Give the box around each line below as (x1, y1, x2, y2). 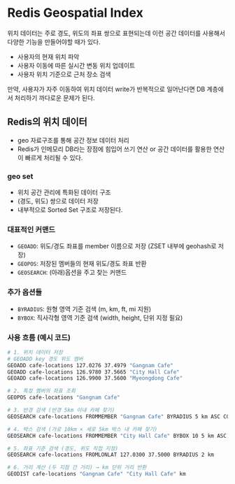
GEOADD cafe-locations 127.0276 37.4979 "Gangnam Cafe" (7, 362, 173, 369)
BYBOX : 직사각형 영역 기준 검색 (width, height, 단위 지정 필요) (17, 313, 183, 322)
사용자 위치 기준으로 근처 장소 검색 (17, 70, 111, 78)
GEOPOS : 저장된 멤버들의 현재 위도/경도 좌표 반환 (17, 259, 147, 268)
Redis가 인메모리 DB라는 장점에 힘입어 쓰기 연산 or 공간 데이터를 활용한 (17, 145, 212, 153)
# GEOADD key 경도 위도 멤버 (7, 355, 84, 362)
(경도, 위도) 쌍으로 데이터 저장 (17, 197, 99, 206)
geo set (7, 171, 34, 181)
